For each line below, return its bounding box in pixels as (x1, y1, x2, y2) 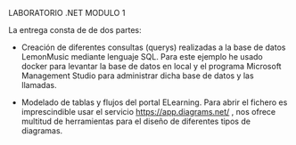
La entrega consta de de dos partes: (8, 25, 142, 35)
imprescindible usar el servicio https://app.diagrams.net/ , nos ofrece (21, 107, 276, 117)
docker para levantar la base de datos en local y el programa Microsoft (21, 61, 282, 71)
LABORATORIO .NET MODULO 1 (8, 8, 126, 18)
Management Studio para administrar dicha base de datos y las (21, 70, 255, 81)
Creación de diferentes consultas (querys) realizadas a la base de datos (21, 42, 286, 52)
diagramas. (21, 125, 63, 136)
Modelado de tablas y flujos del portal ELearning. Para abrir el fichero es (21, 97, 288, 108)
